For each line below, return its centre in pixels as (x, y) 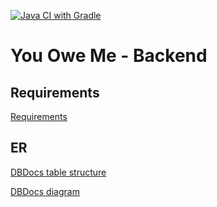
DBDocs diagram (45, 191)
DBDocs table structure (58, 172)
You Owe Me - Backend (109, 56)
